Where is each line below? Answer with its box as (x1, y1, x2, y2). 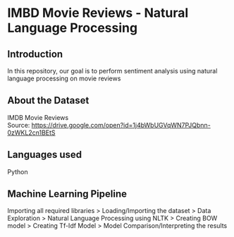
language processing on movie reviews (7, 74, 121, 83)
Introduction (7, 48, 63, 60)
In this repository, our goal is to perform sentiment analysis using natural (7, 67, 218, 75)
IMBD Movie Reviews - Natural (7, 5, 189, 21)
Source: (7, 121, 30, 129)
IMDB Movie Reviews (7, 113, 69, 121)
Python (7, 167, 28, 176)
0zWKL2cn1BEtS (7, 128, 56, 137)
